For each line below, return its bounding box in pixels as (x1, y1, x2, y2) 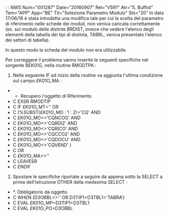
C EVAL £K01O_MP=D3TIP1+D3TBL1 (12, 200, 90, 206)
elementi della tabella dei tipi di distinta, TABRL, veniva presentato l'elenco (5, 32, 162, 37)
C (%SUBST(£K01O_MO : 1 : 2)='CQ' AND (12, 110, 101, 115)
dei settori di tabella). (5, 37, 50, 43)
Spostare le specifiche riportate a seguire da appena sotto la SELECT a (12, 174, 163, 180)
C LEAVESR (12, 158, 37, 164)
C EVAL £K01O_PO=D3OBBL (12, 205, 73, 211)
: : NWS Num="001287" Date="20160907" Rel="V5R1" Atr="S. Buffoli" (5, 5, 154, 10)
